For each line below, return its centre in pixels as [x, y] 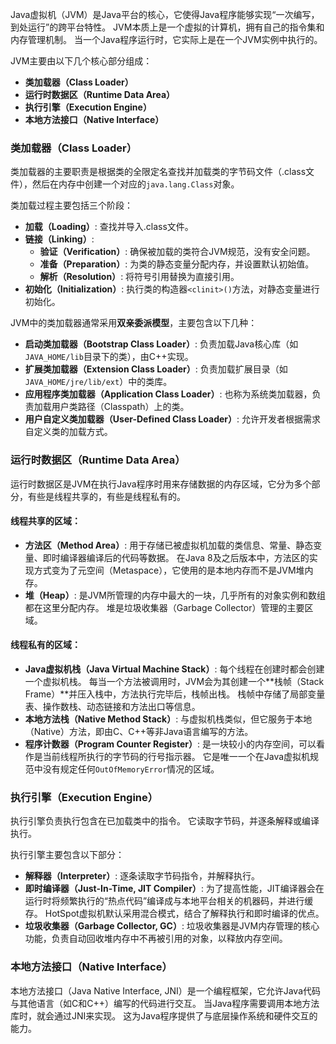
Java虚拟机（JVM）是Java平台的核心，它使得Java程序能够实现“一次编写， [165, 14]
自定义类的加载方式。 [68, 432]
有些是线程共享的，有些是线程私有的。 [106, 496]
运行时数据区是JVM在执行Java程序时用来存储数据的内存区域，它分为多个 [161, 484]
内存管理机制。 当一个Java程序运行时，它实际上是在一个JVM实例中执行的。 [166, 39]
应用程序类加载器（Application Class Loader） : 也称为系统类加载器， [168, 394]
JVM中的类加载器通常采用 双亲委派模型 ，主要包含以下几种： [134, 323]
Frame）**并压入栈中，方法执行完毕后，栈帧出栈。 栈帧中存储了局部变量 [175, 694]
